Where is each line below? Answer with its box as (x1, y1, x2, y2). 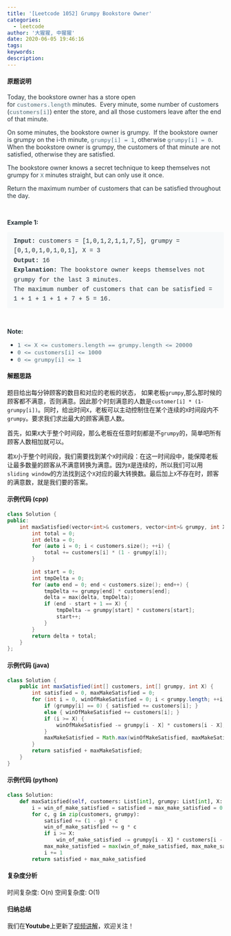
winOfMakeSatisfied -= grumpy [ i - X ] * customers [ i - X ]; (56, 722, 226, 729)
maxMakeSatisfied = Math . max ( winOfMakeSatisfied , (43, 735, 189, 742)
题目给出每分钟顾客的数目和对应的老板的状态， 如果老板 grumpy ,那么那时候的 (7, 388, 222, 396)
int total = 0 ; (32, 530, 76, 537)
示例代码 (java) (7, 661, 49, 669)
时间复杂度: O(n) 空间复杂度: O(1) (7, 888, 100, 896)
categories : (7, 17, 41, 23)
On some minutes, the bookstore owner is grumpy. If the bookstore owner (7, 128, 218, 136)
